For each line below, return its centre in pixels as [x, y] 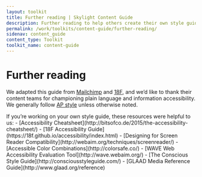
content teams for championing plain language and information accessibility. [101, 98]
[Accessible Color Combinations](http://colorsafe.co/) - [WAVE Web [90, 148]
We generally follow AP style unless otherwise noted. [72, 104]
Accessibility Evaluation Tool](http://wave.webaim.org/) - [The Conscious [97, 155]
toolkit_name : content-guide [43, 46]
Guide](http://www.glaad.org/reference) [56, 167]
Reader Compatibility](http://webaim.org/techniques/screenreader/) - [92, 141]
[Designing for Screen [150, 135]
